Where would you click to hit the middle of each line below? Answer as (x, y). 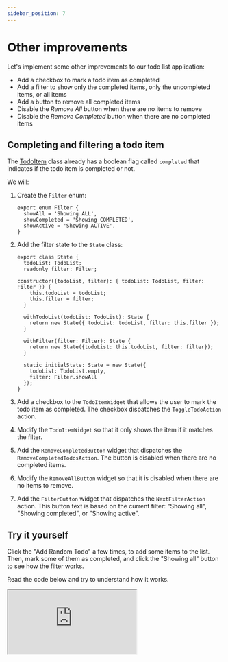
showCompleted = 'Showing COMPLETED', (79, 220)
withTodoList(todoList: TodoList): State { (86, 317)
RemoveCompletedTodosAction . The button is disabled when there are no (117, 458)
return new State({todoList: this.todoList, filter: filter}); (122, 347)
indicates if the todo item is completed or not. (71, 169)
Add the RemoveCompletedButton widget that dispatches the (100, 451)
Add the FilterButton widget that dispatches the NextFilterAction (111, 499)
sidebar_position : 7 (37, 13)
